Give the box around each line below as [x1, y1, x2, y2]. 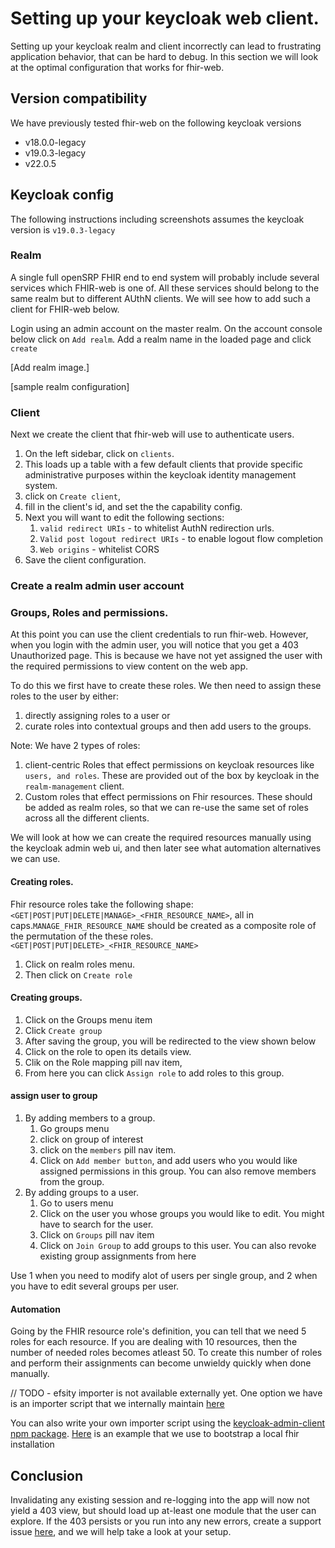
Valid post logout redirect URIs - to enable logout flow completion [39, 533, 324, 545]
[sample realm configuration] [10, 380, 130, 392]
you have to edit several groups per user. [10, 1280, 180, 1292]
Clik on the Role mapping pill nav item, [24, 1056, 183, 1068]
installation [10, 1438, 55, 1451]
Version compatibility [10, 90, 148, 107]
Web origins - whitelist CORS [39, 543, 160, 556]
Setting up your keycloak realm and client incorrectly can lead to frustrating [10, 40, 322, 52]
